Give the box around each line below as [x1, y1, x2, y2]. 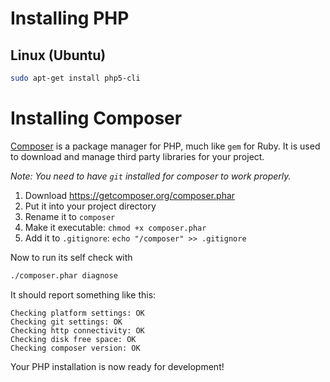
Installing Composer [10, 107, 183, 130]
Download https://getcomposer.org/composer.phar [24, 189, 236, 201]
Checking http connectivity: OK [10, 325, 145, 336]
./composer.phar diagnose [10, 270, 118, 281]
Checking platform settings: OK [10, 308, 145, 318]
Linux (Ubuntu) [10, 47, 107, 64]
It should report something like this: [10, 288, 157, 301]
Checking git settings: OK [10, 317, 123, 327]
